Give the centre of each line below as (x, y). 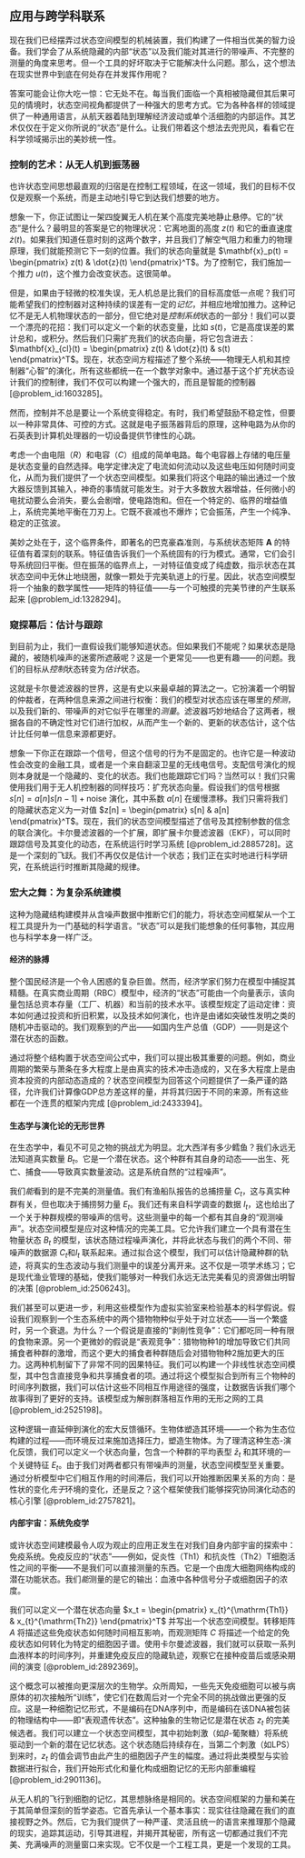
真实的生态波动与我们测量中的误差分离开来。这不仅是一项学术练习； (160, 1265)
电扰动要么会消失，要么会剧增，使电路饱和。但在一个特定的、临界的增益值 (148, 500)
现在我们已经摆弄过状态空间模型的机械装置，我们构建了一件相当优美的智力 (148, 40)
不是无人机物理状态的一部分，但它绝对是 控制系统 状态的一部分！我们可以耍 (156, 315)
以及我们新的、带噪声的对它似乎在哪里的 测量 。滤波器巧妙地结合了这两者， (148, 711)
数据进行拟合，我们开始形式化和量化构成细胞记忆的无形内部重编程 (133, 1768)
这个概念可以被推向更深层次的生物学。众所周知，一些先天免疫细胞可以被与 (148, 1685)
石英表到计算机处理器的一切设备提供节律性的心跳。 (105, 435)
